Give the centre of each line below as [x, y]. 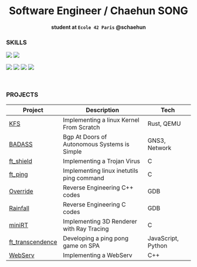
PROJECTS [22, 95]
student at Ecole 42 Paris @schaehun [98, 27]
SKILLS [17, 42]
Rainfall [19, 208]
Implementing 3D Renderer [100, 221]
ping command [84, 178]
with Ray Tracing [86, 229]
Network [159, 148]
